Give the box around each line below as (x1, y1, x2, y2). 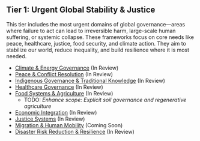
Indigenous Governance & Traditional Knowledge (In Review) (14, 77, 165, 84)
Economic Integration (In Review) (14, 109, 97, 116)
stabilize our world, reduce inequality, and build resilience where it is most (6, 46, 190, 53)
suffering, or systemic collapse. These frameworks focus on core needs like (6, 33, 194, 41)
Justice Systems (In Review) (14, 115, 85, 122)
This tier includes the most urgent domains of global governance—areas (6, 20, 185, 28)
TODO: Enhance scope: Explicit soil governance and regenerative (23, 96, 187, 103)
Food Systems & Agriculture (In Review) (14, 89, 114, 97)
